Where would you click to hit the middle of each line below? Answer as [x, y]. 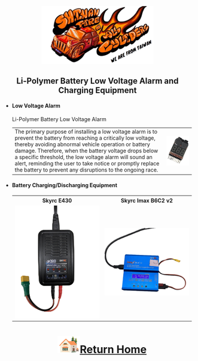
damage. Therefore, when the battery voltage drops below [86, 151]
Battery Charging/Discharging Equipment [65, 185]
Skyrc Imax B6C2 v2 [147, 200]
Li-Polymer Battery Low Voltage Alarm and [98, 81]
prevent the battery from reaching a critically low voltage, [85, 138]
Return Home [113, 349]
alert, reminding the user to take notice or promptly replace [87, 164]
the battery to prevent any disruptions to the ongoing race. [86, 170]
